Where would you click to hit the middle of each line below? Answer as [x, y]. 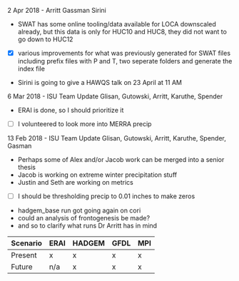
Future [22, 267]
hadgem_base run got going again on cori [79, 210]
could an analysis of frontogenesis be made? [84, 218]
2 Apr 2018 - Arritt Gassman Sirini [57, 10]
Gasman [20, 146]
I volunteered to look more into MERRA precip [85, 124]
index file [31, 69]
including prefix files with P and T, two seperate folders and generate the [125, 61]
